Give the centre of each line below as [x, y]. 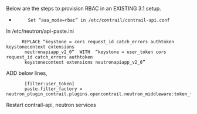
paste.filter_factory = [53, 89]
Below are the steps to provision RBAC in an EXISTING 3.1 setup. [84, 8]
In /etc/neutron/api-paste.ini [40, 31]
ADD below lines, [27, 73]
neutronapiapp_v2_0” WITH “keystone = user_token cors [95, 52]
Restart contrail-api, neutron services [51, 105]
